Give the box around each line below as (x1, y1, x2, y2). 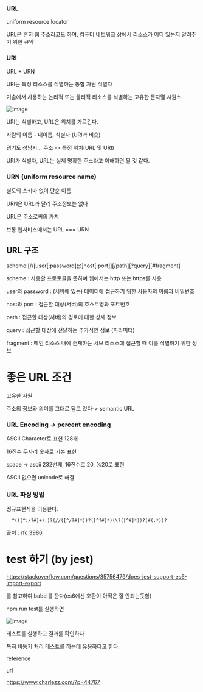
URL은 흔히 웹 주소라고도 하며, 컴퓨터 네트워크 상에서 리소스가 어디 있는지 (6, 30, 181, 38)
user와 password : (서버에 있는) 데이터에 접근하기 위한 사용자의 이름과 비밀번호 (6, 288, 195, 295)
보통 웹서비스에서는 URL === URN (6, 225, 89, 233)
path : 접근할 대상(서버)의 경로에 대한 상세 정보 (6, 313, 117, 320)
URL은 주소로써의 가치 (6, 213, 60, 220)
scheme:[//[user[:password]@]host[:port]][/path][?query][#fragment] (6, 262, 181, 269)
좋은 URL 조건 (6, 370, 72, 384)
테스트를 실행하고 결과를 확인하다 (6, 630, 85, 637)
